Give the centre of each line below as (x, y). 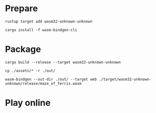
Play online (28, 103)
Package (23, 49)
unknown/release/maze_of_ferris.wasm (43, 83)
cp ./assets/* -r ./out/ (30, 71)
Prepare (21, 9)
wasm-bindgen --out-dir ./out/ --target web (51, 79)
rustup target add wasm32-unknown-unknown (49, 21)
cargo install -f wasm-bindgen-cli (41, 30)
